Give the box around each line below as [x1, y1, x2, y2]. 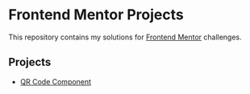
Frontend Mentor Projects [8, 6, 184, 24]
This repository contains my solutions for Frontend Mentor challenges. [8, 32, 242, 42]
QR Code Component [19, 76, 91, 86]
